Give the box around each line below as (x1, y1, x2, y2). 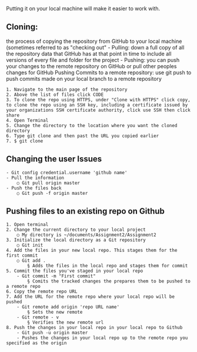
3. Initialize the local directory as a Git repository (6, 237, 146, 243)
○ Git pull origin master (16, 180, 81, 186)
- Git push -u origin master (16, 330, 88, 336)
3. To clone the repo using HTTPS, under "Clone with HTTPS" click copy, (6, 97, 191, 102)
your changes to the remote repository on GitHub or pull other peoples (6, 62, 177, 69)
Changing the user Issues (6, 154, 102, 164)
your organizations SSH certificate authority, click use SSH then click (6, 107, 191, 113)
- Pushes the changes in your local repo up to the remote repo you (16, 335, 188, 341)
